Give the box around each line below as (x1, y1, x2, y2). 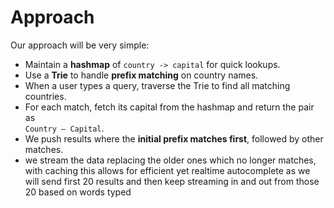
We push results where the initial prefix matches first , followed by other (24, 132, 324, 145)
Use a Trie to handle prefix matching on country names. (24, 69, 259, 81)
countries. (24, 90, 67, 102)
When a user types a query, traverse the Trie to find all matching (24, 79, 291, 91)
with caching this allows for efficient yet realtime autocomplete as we (24, 164, 311, 176)
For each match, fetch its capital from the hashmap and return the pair (24, 101, 315, 113)
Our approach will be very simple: (10, 39, 150, 51)
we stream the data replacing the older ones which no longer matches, (24, 154, 317, 166)
